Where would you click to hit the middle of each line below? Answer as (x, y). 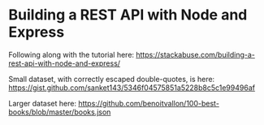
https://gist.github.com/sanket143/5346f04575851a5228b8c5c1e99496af (132, 88)
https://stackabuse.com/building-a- (196, 54)
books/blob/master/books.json (60, 112)
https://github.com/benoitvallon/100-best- (149, 103)
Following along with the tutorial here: (71, 54)
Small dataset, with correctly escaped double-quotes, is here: (112, 79)
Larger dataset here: (43, 103)
